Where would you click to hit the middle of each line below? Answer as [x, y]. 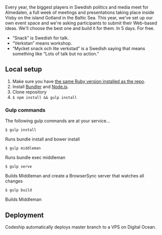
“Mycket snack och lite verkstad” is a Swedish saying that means [79, 48]
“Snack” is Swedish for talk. [41, 38]
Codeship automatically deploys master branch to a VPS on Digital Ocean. [81, 227]
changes [14, 181]
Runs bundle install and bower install [43, 139]
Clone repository [29, 92]
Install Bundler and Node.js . [40, 86]
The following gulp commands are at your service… [58, 121]
